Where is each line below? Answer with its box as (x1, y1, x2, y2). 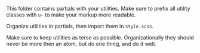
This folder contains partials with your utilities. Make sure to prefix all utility (6, 5, 190, 12)
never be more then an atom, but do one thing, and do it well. (6, 41, 156, 47)
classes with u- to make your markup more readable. (6, 11, 136, 18)
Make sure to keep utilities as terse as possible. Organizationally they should (6, 34, 194, 41)
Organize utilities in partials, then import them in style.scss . (6, 23, 154, 29)
